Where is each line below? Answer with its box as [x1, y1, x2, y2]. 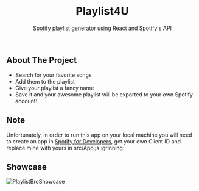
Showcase [6, 162, 47, 172]
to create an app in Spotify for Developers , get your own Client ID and [6, 137, 181, 145]
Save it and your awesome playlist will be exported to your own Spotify [15, 90, 194, 98]
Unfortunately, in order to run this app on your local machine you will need [6, 131, 192, 139]
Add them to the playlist [15, 77, 75, 85]
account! [15, 97, 38, 104]
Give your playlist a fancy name [15, 84, 94, 92]
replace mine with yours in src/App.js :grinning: [6, 144, 125, 151]
